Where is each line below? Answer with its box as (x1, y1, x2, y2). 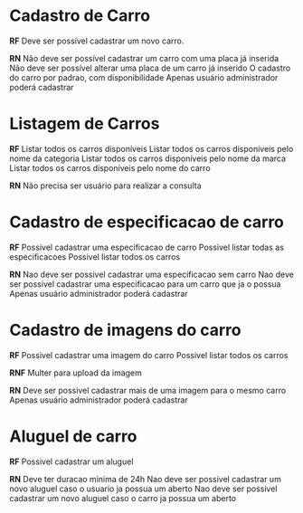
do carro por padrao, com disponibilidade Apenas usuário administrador (9, 71, 279, 82)
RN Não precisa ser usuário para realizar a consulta (9, 180, 202, 191)
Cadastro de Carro (9, 5, 151, 26)
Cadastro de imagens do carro (9, 320, 241, 340)
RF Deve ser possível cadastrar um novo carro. (9, 35, 185, 46)
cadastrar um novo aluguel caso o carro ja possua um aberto (9, 492, 237, 503)
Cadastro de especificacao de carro (9, 212, 285, 233)
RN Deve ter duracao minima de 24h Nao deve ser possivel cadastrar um (9, 473, 282, 484)
